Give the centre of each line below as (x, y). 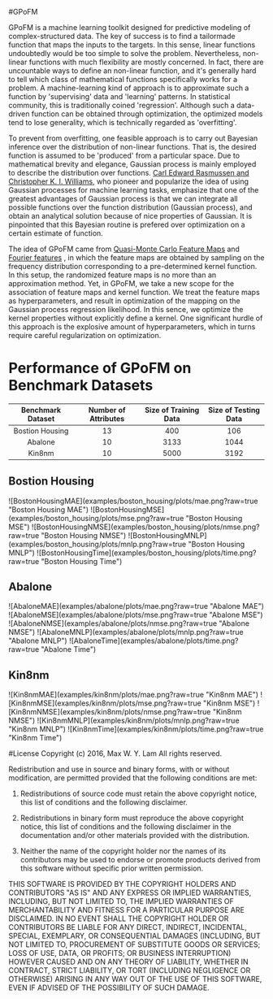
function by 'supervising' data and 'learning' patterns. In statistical (119, 96)
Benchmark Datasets (81, 386)
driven (19, 114)
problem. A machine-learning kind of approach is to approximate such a (129, 88)
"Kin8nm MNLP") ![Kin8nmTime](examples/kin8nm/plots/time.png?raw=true (136, 729)
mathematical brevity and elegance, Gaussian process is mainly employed (132, 164)
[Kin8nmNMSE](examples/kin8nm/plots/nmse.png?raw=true (110, 712)
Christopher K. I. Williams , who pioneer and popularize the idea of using (129, 181)
